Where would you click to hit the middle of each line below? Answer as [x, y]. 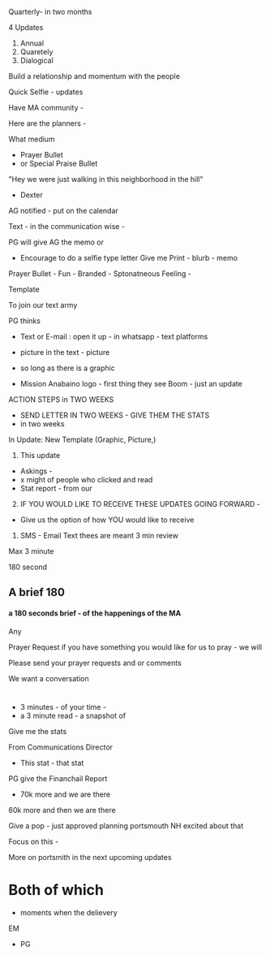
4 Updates [26, 27]
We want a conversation [49, 678]
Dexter [31, 195]
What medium [32, 139]
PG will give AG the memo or [56, 242]
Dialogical [37, 60]
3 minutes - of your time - [63, 707]
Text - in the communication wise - [67, 226]
